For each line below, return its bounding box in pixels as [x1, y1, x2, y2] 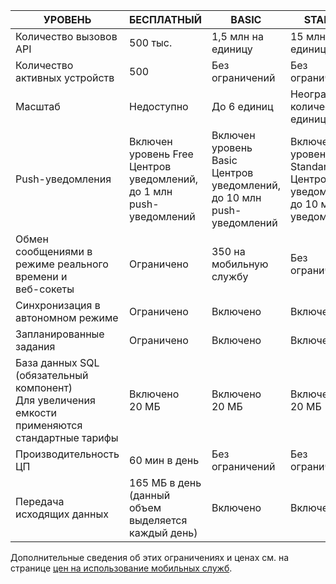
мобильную [211, 257, 269, 271]
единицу [211, 42, 253, 56]
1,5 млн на [211, 30, 264, 43]
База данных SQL [15, 356, 100, 369]
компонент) [15, 381, 73, 394]
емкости [15, 406, 57, 419]
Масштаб [15, 100, 61, 113]
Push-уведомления [15, 172, 112, 186]
